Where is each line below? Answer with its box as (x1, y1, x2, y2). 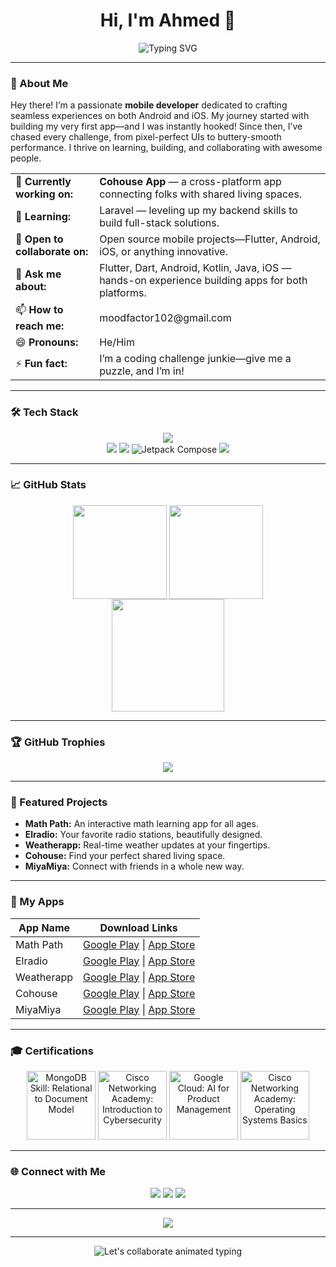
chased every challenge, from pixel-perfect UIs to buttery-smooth (10, 131, 282, 143)
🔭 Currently (15, 175, 72, 189)
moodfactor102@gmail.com (99, 310, 232, 324)
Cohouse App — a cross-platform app (99, 175, 282, 189)
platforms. (99, 286, 147, 300)
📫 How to (15, 303, 64, 317)
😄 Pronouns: (15, 335, 79, 349)
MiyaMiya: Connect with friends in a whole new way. (24, 860, 245, 873)
